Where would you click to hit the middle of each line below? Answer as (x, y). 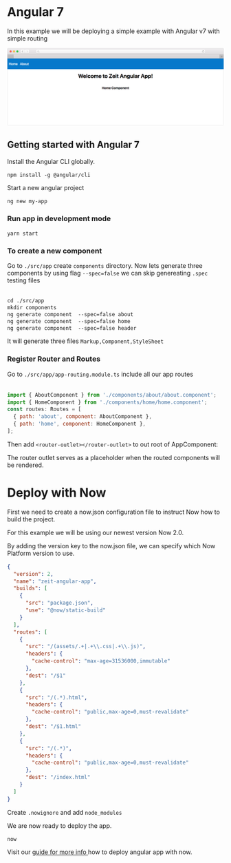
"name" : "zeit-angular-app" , (55, 581)
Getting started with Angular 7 (73, 145)
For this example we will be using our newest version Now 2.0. (96, 532)
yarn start (23, 234)
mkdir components (32, 308)
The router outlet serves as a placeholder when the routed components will (113, 457)
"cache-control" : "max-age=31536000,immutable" (101, 661)
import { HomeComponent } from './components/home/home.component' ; (107, 402)
